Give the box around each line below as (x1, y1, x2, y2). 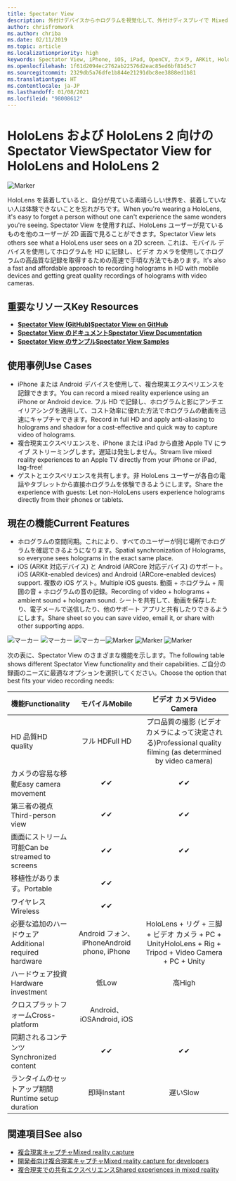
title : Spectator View (7, 10, 74, 18)
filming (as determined (146, 747, 222, 757)
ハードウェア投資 (11, 969, 68, 979)
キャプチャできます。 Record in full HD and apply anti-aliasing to (29, 415, 215, 423)
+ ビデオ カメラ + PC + (146, 929, 222, 939)
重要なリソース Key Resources (7, 301, 139, 313)
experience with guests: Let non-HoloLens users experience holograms (17, 488, 225, 496)
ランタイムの (11, 1073, 53, 1083)
